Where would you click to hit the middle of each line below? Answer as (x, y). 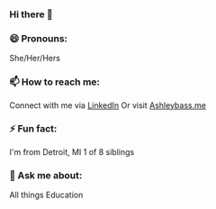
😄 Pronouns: (39, 38)
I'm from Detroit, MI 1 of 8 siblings (72, 151)
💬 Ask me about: (46, 175)
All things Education (46, 195)
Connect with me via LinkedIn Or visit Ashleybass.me (108, 105)
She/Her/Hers (35, 59)
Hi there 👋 (31, 14)
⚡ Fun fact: (33, 129)
